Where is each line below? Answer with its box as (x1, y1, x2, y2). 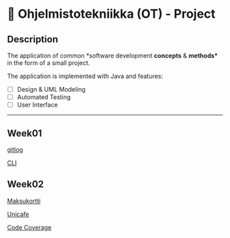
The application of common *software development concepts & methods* (7, 51, 218, 59)
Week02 (7, 178, 44, 190)
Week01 (7, 127, 42, 139)
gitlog (7, 146, 23, 153)
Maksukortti (7, 196, 41, 204)
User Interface (16, 101, 58, 109)
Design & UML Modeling (16, 85, 86, 93)
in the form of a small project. (7, 59, 90, 67)
